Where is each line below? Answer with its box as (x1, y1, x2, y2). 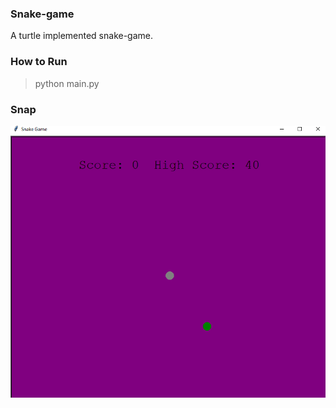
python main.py (34, 77, 100, 89)
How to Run (10, 55, 68, 69)
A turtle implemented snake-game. (10, 30, 154, 42)
